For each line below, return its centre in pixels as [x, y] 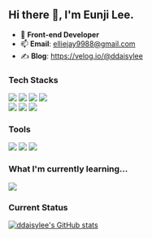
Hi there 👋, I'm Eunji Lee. [71, 15]
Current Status [38, 207]
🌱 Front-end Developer [60, 34]
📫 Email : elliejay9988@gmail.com [78, 43]
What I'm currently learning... [68, 169]
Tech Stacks [33, 80]
